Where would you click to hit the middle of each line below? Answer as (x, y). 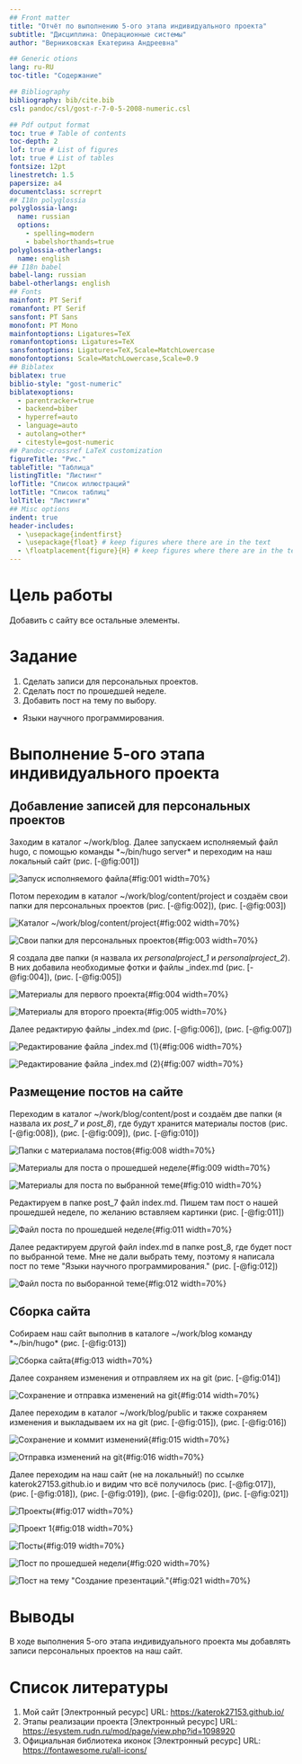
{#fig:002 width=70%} (198, 923)
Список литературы (89, 1687)
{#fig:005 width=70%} (185, 1011)
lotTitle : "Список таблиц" (60, 492)
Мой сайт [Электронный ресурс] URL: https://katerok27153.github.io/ (153, 1712)
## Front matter (40, 18)
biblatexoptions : (42, 392)
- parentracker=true (56, 401)
